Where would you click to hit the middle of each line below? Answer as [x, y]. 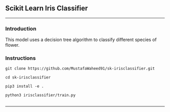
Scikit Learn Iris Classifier [47, 8]
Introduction [21, 28]
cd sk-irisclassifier [28, 78]
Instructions [21, 58]
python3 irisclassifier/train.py [40, 95]
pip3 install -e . [25, 86]
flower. [12, 45]
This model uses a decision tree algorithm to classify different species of [81, 40]
